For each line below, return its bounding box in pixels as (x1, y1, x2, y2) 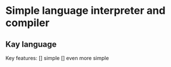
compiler (5, 16, 50, 29)
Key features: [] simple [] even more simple (5, 55, 109, 61)
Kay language (5, 39, 57, 49)
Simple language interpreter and (5, 4, 166, 17)
